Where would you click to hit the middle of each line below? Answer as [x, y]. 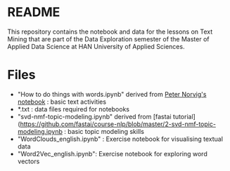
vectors [28, 161]
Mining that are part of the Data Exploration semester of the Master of [108, 39]
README [34, 12]
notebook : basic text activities [62, 102]
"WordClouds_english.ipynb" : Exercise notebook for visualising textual [120, 139]
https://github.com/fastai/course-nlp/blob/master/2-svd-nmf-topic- [118, 124]
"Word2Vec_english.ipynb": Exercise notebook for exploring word [112, 153]
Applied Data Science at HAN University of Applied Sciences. [96, 46]
